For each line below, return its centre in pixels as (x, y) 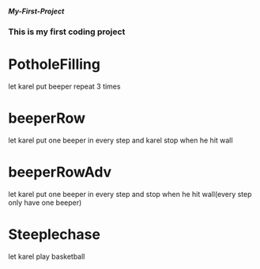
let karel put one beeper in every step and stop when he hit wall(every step (130, 194)
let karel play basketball (47, 256)
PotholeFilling (55, 64)
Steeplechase (55, 234)
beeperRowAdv (60, 172)
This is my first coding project (67, 32)
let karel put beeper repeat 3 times (64, 86)
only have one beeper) (45, 203)
